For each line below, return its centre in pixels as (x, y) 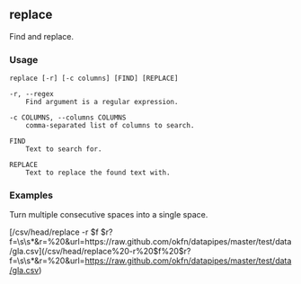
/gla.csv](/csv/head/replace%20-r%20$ (84, 252)
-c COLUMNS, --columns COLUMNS (68, 118)
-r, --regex (31, 94)
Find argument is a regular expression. (102, 102)
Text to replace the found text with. (98, 173)
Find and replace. (42, 36)
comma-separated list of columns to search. (110, 126)
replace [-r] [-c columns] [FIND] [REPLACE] (94, 79)
